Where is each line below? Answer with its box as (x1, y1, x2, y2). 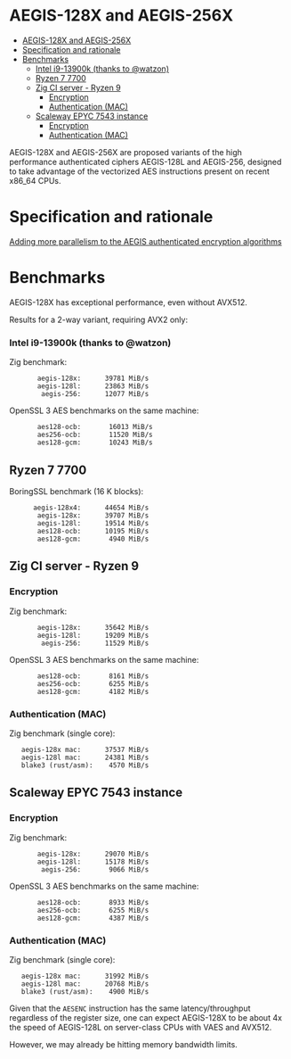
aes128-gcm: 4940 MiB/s (36, 534, 150, 543)
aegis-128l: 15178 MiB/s (36, 857, 150, 866)
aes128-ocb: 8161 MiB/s (36, 671, 150, 681)
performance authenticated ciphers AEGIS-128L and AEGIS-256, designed (9, 156, 282, 167)
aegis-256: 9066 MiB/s (41, 865, 150, 874)
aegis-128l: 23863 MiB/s (36, 382, 150, 391)
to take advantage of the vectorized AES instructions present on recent (9, 166, 270, 177)
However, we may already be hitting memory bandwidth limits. (9, 1038, 238, 1049)
